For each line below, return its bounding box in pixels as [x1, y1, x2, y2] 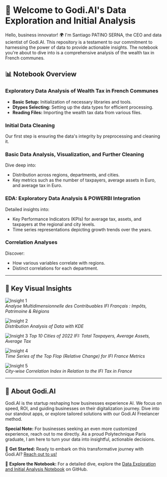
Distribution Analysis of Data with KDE [5, 323, 84, 329]
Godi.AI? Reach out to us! [5, 451, 57, 458]
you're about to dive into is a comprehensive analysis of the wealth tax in [5, 49, 155, 55]
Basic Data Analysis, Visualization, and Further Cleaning [5, 151, 144, 158]
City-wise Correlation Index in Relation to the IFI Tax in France [5, 368, 133, 374]
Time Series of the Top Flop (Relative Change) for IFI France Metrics [5, 353, 145, 359]
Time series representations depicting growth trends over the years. [12, 226, 152, 232]
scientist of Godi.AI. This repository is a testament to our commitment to [5, 39, 153, 45]
